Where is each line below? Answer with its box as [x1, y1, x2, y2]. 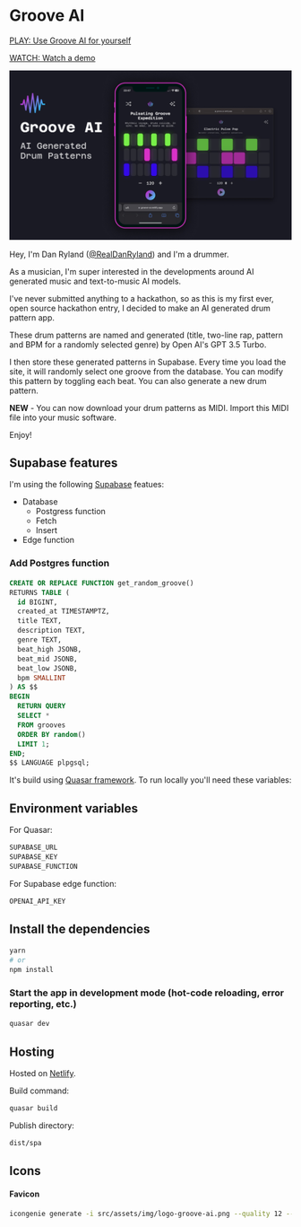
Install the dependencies [9, 921, 150, 936]
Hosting [9, 1044, 56, 1059]
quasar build [9, 1103, 58, 1113]
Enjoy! [9, 429, 33, 440]
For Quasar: [9, 825, 53, 836]
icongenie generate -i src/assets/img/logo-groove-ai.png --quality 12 [9, 1209, 282, 1219]
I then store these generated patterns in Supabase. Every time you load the [9, 356, 287, 367]
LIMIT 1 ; [17, 740, 50, 749]
